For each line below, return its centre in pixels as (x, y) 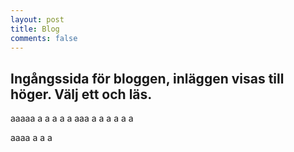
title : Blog (35, 29)
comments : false (44, 38)
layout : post (37, 19)
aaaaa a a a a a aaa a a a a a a (72, 118)
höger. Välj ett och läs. (81, 94)
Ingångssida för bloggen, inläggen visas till (147, 78)
